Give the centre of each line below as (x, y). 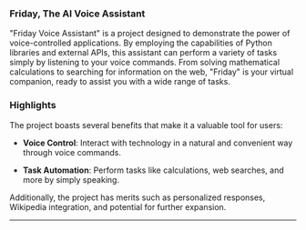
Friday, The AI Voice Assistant (77, 14)
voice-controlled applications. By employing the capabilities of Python (141, 43)
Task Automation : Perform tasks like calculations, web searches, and (153, 170)
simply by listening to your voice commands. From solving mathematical (145, 63)
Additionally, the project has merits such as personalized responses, (138, 197)
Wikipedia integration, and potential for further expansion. (118, 206)
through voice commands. (71, 152)
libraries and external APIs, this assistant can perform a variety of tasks (143, 53)
